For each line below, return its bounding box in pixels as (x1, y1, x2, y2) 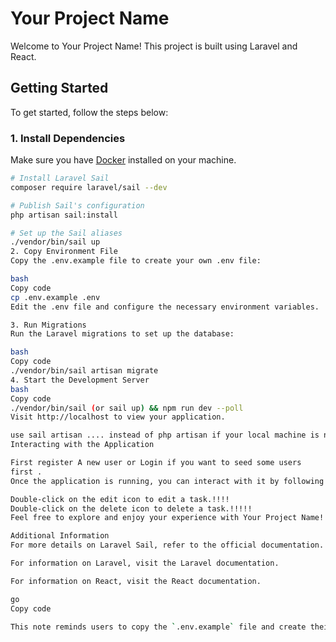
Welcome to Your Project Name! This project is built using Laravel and (10, 40, 298, 52)
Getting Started (10, 80, 109, 97)
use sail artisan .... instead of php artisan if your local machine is (10, 430, 320, 441)
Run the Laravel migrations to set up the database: (10, 329, 235, 339)
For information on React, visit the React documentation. (10, 576, 262, 586)
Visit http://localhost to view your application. (10, 412, 226, 422)
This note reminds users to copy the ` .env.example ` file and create (10, 622, 307, 632)
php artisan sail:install (10, 210, 118, 220)
